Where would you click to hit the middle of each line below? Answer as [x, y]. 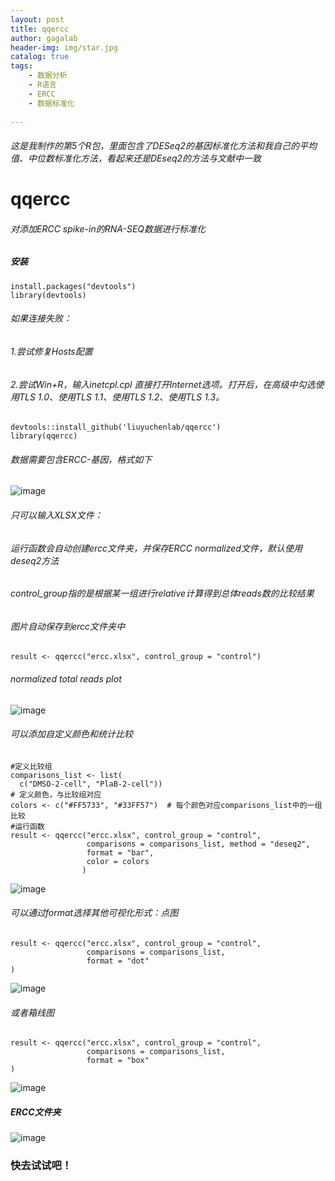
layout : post [37, 19]
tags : [21, 66]
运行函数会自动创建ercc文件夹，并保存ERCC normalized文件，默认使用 [156, 548]
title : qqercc [40, 29]
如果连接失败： [41, 318]
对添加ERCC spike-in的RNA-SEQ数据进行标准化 [108, 228]
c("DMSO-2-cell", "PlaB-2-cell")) [91, 784]
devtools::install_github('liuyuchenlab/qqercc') [116, 427]
